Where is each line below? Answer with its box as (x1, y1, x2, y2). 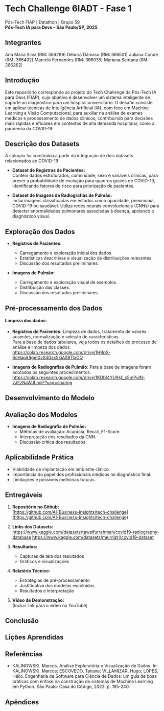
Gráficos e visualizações (19, 558, 70, 564)
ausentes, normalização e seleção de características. (12, 333, 120, 339)
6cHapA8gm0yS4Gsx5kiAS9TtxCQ (12, 355, 83, 360)
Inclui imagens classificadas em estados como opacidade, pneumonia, (12, 198, 155, 204)
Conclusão (5, 616, 39, 625)
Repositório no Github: (12, 504, 60, 510)
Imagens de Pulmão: (12, 270, 55, 276)
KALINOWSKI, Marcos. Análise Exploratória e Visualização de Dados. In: (12, 663, 158, 669)
